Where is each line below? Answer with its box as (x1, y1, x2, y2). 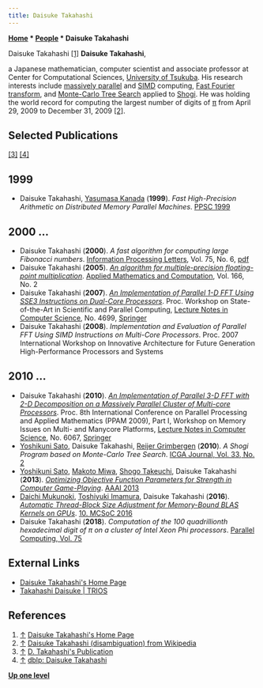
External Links (8, 557, 81, 570)
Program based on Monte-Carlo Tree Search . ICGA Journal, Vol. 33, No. (19, 449, 255, 459)
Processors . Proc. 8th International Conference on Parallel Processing (19, 407, 247, 417)
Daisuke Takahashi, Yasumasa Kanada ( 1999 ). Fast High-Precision (19, 194, 237, 203)
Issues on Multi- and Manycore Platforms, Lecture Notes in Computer (19, 424, 246, 433)
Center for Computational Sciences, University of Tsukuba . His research (8, 72, 243, 81)
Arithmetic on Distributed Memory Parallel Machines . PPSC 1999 (19, 202, 231, 212)
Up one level (8, 670, 50, 680)
